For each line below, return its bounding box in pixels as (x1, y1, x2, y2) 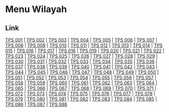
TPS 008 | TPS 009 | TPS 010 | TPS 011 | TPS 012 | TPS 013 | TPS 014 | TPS (5, 42, 163, 48)
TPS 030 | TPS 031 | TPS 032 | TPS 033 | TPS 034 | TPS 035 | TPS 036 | (5, 59, 158, 64)
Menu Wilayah (5, 4, 67, 15)
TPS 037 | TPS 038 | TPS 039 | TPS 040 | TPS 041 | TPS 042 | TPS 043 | (5, 64, 158, 70)
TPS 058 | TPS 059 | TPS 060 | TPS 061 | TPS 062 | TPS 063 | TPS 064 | (5, 80, 158, 86)
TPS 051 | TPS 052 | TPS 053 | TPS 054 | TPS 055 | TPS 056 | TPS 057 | (5, 75, 156, 80)
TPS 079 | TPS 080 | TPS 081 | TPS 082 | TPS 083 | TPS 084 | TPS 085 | (5, 96, 157, 102)
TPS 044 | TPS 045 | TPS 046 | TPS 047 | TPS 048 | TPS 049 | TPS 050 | (5, 69, 159, 75)
